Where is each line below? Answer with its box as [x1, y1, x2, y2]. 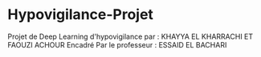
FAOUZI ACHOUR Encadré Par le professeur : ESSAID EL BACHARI [7, 40, 227, 49]
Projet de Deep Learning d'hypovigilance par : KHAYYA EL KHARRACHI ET [7, 32, 254, 41]
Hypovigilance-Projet [7, 6, 154, 24]
